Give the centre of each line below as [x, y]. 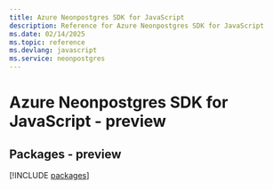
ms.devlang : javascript [53, 51]
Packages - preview [65, 154]
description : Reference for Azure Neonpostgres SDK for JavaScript [137, 26]
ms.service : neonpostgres [57, 59]
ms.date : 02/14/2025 [48, 34]
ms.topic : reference [48, 42]
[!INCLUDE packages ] [49, 175]
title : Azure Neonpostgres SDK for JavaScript [97, 17]
